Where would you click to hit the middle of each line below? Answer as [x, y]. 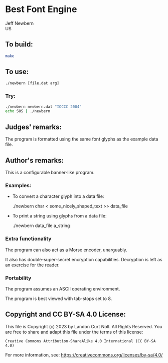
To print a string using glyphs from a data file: [59, 216]
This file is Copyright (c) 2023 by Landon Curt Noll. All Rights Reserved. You [84, 326]
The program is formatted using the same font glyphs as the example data [82, 139]
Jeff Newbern [20, 23]
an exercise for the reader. [33, 265]
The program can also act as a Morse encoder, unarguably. [66, 250]
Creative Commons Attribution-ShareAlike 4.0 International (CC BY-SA [80, 341]
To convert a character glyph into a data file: [58, 196]
